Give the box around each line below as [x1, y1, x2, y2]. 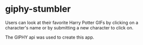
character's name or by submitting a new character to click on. [5, 24, 134, 30]
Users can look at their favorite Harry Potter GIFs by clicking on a [5, 20, 139, 25]
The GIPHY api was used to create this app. [5, 34, 94, 40]
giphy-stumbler [5, 3, 71, 15]
